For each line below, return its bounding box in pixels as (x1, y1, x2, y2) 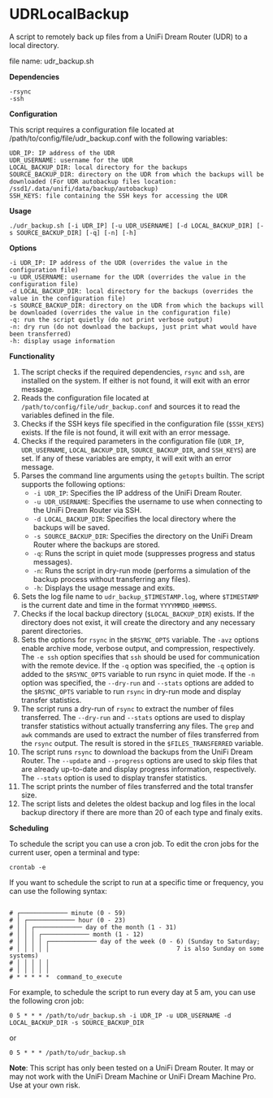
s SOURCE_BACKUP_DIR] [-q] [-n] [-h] (9, 228, 137, 237)
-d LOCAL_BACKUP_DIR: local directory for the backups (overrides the (9, 287, 253, 295)
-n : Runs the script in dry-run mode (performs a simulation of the (32, 566, 251, 575)
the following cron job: (9, 996, 84, 1005)
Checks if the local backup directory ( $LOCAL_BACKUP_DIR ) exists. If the (20, 609, 255, 618)
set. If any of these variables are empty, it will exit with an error (20, 453, 232, 463)
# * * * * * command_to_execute (9, 973, 123, 981)
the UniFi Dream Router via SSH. (32, 505, 142, 514)
